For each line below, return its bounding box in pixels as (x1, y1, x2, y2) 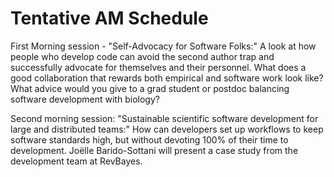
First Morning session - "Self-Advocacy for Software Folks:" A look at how (10, 40, 317, 52)
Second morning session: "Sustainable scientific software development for (10, 112, 319, 124)
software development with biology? (10, 93, 160, 105)
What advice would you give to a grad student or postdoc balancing (10, 82, 290, 94)
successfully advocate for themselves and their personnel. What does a (10, 61, 307, 73)
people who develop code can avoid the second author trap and (10, 50, 275, 62)
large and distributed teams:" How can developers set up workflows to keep (10, 123, 324, 135)
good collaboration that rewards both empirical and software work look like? (10, 72, 324, 84)
